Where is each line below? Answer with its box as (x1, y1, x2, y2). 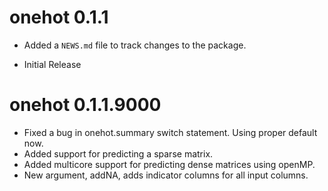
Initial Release (23, 58, 82, 70)
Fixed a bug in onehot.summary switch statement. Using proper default (23, 126, 318, 138)
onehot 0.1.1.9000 (9, 94, 162, 116)
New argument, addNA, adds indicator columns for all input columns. (23, 169, 309, 181)
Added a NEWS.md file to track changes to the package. (23, 39, 247, 51)
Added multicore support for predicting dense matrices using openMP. (23, 158, 316, 170)
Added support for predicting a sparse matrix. (23, 147, 214, 160)
